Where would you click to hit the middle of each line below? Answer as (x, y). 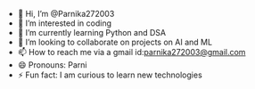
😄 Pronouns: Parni (52, 65)
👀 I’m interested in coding (65, 23)
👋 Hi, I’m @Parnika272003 (66, 14)
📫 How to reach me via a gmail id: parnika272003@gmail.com (132, 52)
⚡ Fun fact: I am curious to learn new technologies (110, 75)
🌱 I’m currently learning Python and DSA (92, 32)
